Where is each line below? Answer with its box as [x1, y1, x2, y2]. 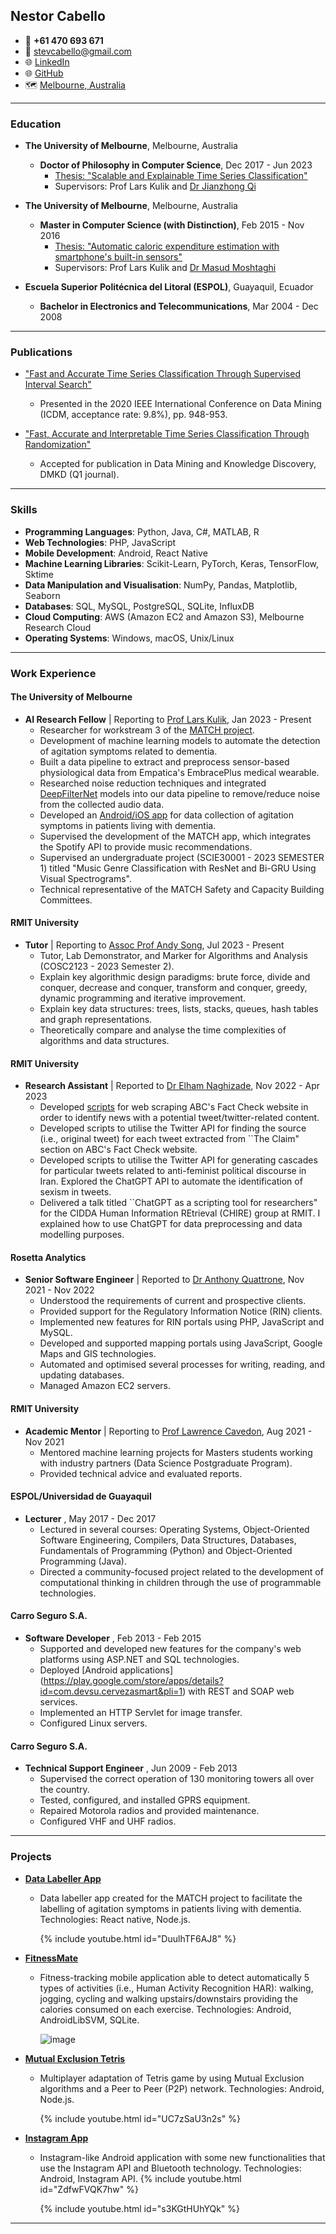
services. [39, 1696, 78, 1708]
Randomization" [24, 439, 92, 451]
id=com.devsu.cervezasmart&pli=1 [39, 1685, 183, 1698]
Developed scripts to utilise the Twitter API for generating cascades [39, 1154, 318, 1166]
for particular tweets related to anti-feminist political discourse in [39, 1165, 307, 1177]
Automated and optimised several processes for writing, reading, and [39, 1359, 325, 1371]
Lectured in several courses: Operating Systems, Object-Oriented [39, 1523, 310, 1535]
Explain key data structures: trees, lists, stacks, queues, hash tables [39, 1003, 319, 1015]
